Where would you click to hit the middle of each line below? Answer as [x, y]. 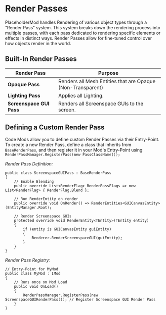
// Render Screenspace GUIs [43, 216]
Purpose [108, 73]
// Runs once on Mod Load [41, 282]
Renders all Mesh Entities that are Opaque [107, 81]
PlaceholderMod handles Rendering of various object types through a [76, 22]
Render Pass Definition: [29, 163]
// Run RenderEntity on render [46, 199]
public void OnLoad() [36, 286]
